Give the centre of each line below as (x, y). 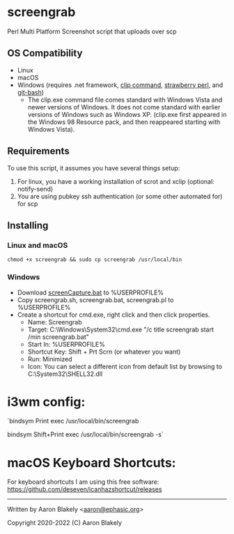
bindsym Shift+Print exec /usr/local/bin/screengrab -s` (85, 434)
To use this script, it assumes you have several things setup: (94, 168)
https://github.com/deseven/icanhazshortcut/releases (85, 489)
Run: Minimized (50, 359)
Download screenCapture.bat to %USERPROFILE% (91, 292)
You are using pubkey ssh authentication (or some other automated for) (120, 196)
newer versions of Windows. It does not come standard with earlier (124, 107)
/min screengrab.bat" (58, 337)
